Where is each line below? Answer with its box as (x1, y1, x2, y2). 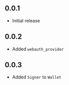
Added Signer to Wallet (12, 74, 61, 80)
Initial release (12, 17, 40, 23)
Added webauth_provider (12, 46, 64, 52)
